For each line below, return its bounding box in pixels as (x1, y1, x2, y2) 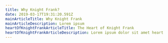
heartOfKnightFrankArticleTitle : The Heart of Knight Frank (5, 26, 135, 31)
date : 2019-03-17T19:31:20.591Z (5, 12, 73, 17)
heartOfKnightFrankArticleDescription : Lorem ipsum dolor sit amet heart (5, 30, 164, 35)
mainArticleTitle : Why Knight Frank (5, 16, 82, 21)
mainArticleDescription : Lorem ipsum (5, 21, 85, 26)
